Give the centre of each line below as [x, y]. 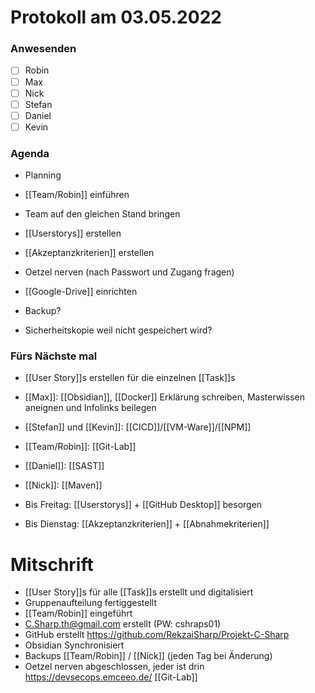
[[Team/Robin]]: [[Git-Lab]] [80, 447]
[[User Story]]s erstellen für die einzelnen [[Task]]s [130, 378]
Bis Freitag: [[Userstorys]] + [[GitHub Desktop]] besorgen [143, 505]
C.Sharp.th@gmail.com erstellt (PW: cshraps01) [123, 624]
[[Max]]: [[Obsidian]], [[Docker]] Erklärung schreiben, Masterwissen [164, 397]
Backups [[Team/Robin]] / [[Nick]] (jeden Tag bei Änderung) [148, 656]
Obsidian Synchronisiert [74, 645]
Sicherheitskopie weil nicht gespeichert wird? [118, 330]
